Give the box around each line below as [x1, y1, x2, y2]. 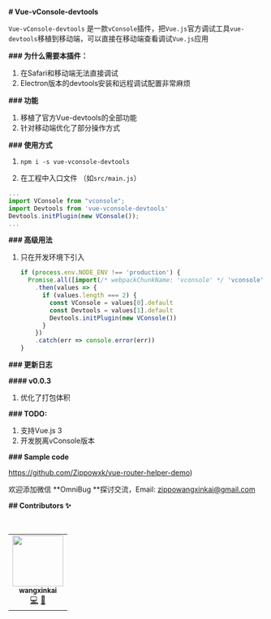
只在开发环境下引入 [19, 252, 85, 262]
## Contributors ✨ [8, 501, 71, 510]
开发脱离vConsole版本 [19, 436, 95, 445]
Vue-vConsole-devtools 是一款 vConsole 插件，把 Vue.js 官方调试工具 [8, 24, 230, 33]
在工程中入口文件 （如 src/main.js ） [19, 174, 141, 183]
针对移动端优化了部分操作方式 [19, 123, 120, 132]
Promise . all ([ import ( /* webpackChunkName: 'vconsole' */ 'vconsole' [28, 276, 265, 285]
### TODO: [8, 409, 47, 419]
